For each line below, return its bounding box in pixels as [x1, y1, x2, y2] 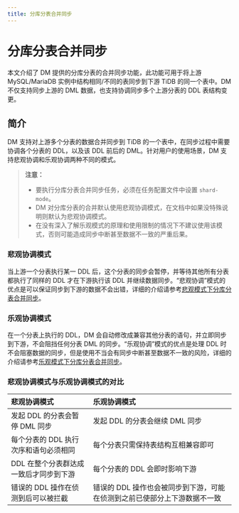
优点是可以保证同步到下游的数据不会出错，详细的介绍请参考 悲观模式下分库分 [7, 285, 232, 293]
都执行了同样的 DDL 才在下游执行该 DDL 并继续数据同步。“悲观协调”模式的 [7, 276, 226, 284]
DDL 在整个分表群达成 [11, 459, 85, 469]
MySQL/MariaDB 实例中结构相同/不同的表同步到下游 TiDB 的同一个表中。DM [7, 77, 231, 85]
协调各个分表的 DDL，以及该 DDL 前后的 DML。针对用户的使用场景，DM [7, 146, 219, 155]
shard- [198, 187, 219, 194]
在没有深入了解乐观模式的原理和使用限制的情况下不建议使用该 [35, 221, 217, 229]
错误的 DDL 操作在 [11, 482, 73, 492]
